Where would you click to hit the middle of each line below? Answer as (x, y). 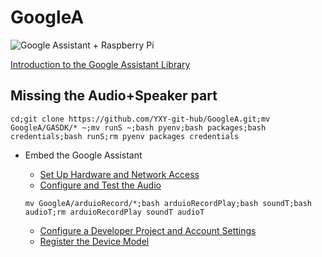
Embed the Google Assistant (83, 155)
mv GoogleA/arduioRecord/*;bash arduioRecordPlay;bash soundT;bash (168, 203)
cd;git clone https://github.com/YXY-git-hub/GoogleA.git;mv (140, 119)
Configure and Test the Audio (100, 185)
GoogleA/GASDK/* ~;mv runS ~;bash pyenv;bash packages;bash (138, 127)
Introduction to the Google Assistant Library (100, 64)
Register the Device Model (94, 241)
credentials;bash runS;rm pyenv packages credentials (125, 136)
